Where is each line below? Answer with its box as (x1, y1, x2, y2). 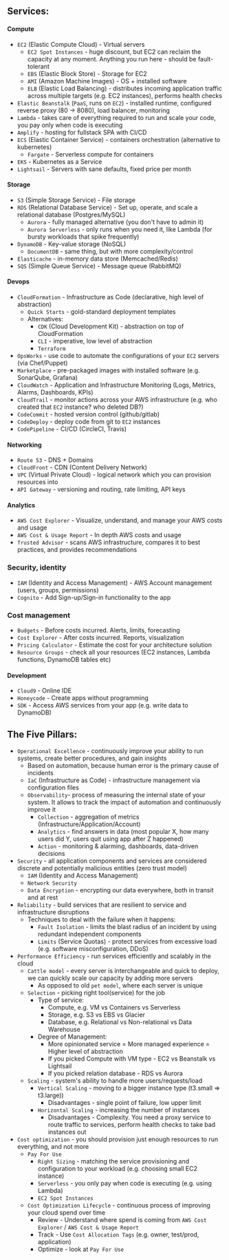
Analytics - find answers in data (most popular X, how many (37, 828, 209, 836)
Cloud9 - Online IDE (17, 686, 72, 695)
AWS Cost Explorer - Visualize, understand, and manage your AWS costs (17, 517, 223, 525)
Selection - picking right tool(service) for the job (27, 989, 166, 997)
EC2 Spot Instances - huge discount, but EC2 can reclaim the (27, 48, 201, 56)
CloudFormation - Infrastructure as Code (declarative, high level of (17, 293, 204, 301)
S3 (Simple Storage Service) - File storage (17, 196, 136, 204)
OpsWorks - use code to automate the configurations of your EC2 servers (17, 352, 219, 359)
